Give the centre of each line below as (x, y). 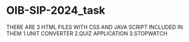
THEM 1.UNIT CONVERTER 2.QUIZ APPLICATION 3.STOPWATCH (87, 33)
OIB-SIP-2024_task (56, 10)
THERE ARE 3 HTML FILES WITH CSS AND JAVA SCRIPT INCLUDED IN (94, 27)
